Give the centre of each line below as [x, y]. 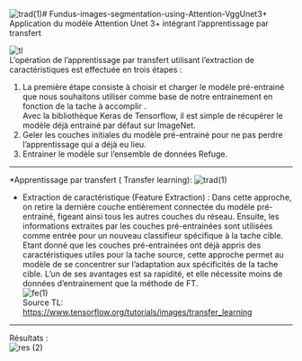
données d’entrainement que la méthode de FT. [110, 283]
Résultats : [29, 338]
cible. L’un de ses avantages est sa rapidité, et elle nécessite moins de [152, 274]
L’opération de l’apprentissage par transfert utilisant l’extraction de [132, 60]
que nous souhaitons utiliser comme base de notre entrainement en [147, 96]
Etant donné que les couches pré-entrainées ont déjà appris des [142, 245]
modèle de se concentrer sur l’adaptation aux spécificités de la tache [150, 264]
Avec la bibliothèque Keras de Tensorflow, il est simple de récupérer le [152, 116]
